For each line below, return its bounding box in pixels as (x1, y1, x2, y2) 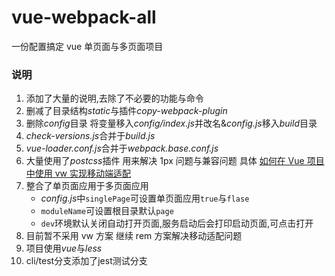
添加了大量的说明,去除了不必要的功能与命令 (25, 92, 204, 105)
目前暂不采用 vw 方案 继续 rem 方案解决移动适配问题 (25, 230, 243, 242)
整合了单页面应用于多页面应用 (25, 180, 149, 192)
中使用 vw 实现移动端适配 (25, 167, 131, 180)
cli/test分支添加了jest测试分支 (25, 255, 148, 267)
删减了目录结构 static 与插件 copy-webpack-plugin (25, 105, 228, 117)
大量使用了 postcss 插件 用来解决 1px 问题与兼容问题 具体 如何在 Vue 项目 (25, 155, 325, 167)
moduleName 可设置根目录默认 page (40, 205, 174, 217)
